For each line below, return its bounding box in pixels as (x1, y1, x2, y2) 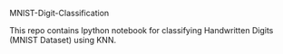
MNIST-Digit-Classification (9, 8, 110, 18)
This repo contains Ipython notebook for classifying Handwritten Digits (9, 25, 274, 35)
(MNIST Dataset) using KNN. (9, 35, 116, 45)
